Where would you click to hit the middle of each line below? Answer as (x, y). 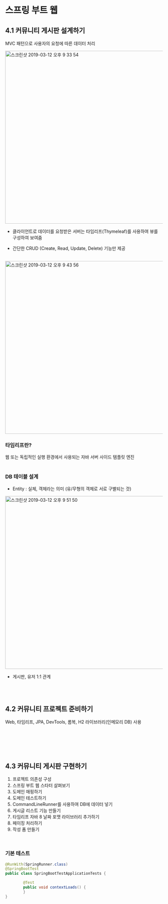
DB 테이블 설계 (22, 477)
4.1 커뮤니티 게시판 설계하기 (45, 30)
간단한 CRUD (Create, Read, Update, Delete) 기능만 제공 (69, 248)
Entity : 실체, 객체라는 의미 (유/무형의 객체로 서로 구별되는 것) (72, 489)
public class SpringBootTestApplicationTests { (56, 874)
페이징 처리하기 (27, 823)
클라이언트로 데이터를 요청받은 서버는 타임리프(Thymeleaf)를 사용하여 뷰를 (85, 231)
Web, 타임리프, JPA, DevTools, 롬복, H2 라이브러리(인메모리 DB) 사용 (73, 722)
